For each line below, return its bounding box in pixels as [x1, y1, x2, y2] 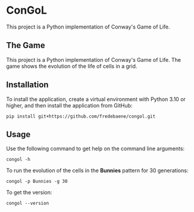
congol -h [6, 157, 31, 163]
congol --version [6, 200, 49, 207]
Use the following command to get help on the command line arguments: [6, 145, 185, 152]
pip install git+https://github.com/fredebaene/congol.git [6, 113, 156, 119]
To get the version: [6, 189, 52, 196]
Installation [6, 80, 49, 90]
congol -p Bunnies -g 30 [6, 179, 68, 185]
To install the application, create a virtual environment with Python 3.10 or [6, 96, 186, 103]
